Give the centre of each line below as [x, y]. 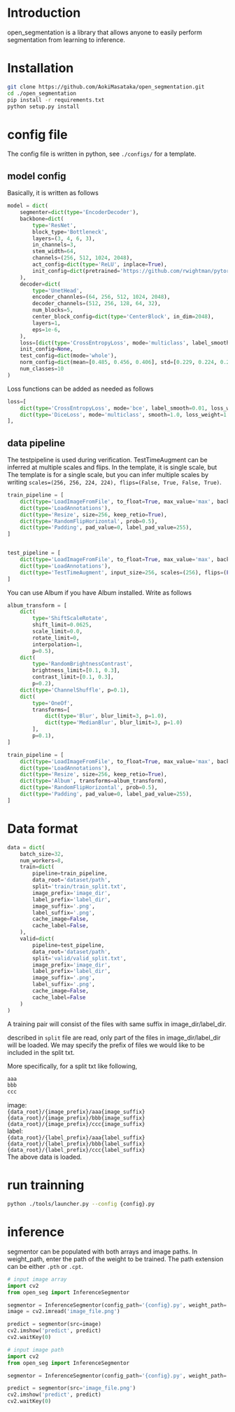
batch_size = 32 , [42, 854]
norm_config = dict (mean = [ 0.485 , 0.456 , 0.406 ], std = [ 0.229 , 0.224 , [119, 363]
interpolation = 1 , [57, 644]
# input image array [37, 1279]
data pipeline [36, 443]
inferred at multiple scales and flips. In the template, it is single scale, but [112, 467]
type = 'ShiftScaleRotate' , [70, 619]
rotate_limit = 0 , [56, 638]
